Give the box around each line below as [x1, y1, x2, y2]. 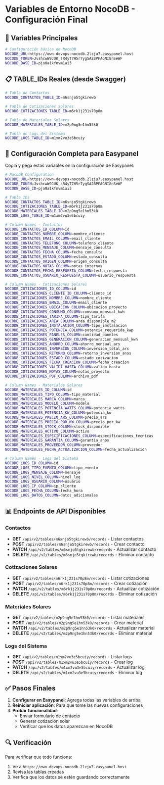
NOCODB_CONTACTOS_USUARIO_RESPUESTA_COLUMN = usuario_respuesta [5, 273, 136, 278]
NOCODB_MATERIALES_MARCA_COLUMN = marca [5, 396, 85, 401]
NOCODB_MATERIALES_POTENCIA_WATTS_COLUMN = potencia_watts [5, 406, 125, 411]
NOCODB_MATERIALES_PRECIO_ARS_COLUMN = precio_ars [5, 415, 107, 420]
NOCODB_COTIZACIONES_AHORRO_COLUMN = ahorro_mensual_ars [5, 342, 121, 346]
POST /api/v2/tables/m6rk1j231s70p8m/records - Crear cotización [12, 580, 148, 586]
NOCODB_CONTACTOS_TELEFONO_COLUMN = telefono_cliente [5, 241, 114, 245]
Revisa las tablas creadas [12, 769, 64, 775]
